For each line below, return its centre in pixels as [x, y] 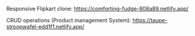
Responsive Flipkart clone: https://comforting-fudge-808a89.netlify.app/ [97, 9]
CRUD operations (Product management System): [69, 20]
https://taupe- [150, 20]
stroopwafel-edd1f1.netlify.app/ [45, 27]
